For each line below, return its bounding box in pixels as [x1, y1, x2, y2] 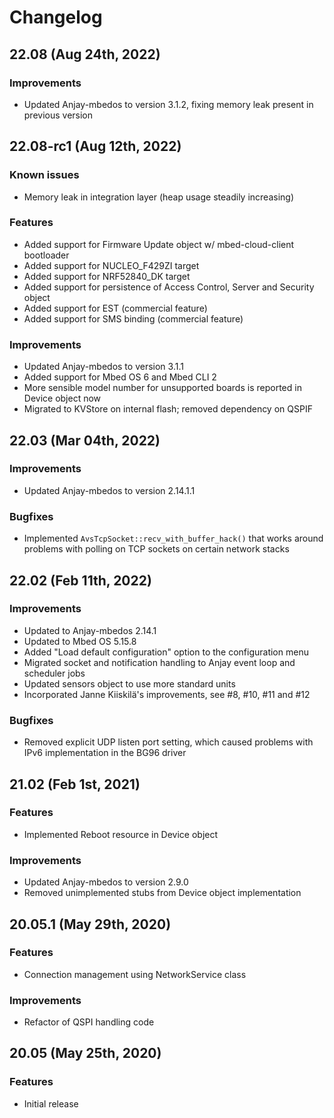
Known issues [9, 168, 80, 182]
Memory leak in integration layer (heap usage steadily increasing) [23, 191, 294, 203]
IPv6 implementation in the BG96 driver [23, 747, 187, 759]
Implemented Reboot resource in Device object [23, 828, 219, 840]
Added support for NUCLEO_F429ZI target [23, 259, 200, 271]
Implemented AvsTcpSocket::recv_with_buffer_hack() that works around [23, 532, 324, 545]
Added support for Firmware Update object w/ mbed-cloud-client [23, 238, 295, 250]
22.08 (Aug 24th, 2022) [9, 46, 161, 63]
